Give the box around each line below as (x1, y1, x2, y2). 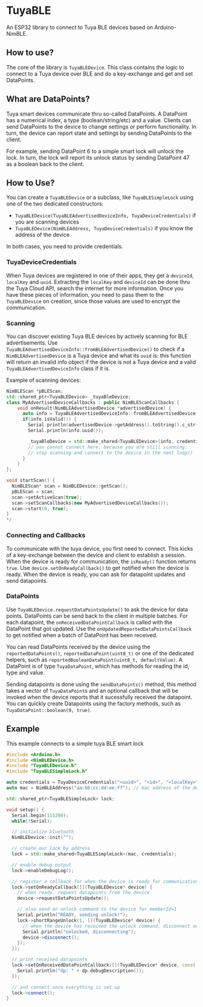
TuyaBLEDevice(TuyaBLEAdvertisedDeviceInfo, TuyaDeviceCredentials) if (14, 212, 196, 219)
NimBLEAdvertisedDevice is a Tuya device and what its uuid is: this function (6, 352, 192, 359)
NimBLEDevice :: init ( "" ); (11, 835, 74, 841)
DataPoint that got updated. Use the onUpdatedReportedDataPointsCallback (6, 625, 192, 632)
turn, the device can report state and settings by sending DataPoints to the (6, 129, 192, 137)
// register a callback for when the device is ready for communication (11, 878, 199, 884)
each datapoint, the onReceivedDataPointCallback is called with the (6, 618, 173, 626)
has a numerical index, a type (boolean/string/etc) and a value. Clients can (6, 116, 192, 124)
